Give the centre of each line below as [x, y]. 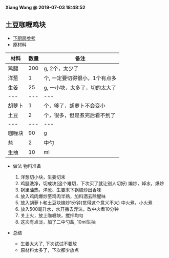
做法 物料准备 [27, 166]
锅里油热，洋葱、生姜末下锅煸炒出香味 [61, 190]
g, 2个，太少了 [61, 68]
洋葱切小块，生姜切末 [43, 177]
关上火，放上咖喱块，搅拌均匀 [52, 215]
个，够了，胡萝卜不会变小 [75, 106]
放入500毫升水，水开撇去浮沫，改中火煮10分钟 [70, 209]
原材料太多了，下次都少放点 [50, 250]
